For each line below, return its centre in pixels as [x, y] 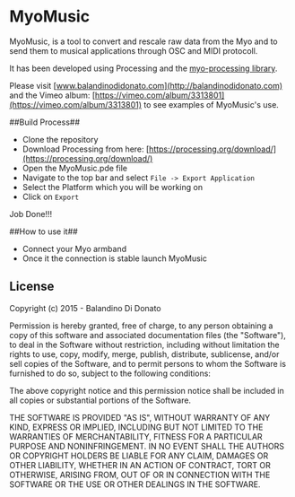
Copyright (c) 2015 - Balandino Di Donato [85, 308]
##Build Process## [45, 122]
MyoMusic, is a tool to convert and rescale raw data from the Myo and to [143, 41]
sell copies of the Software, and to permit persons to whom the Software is [148, 363]
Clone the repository [60, 139]
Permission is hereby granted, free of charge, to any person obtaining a [141, 326]
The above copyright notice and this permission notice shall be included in [147, 390]
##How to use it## [43, 231]
